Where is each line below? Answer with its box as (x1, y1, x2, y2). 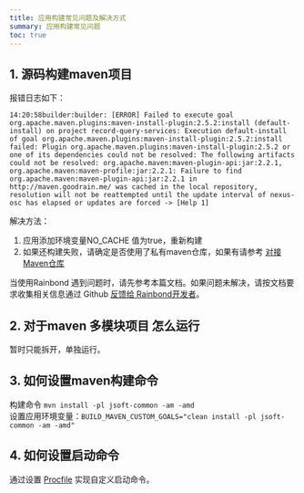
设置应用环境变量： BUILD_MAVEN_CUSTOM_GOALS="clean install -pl (9, 410, 257, 421)
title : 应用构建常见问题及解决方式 (9, 13, 127, 23)
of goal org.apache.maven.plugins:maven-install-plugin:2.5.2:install (9, 134, 283, 144)
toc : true (9, 30, 47, 39)
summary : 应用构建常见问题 (9, 22, 101, 31)
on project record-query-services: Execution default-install (46, 127, 287, 136)
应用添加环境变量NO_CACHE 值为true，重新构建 (22, 235, 203, 246)
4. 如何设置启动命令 (9, 448, 120, 464)
